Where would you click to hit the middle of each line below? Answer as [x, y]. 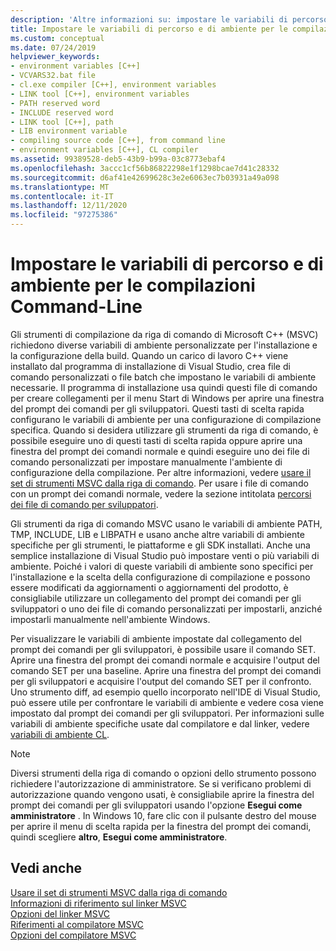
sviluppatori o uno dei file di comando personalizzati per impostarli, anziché [166, 608]
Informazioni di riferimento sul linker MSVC [98, 903]
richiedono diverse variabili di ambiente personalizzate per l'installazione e [164, 345]
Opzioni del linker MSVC [60, 913]
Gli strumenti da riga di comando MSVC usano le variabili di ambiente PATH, [166, 523]
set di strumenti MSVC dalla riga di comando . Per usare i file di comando [159, 483]
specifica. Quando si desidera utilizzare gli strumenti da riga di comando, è [164, 430]
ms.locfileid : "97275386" [64, 215]
